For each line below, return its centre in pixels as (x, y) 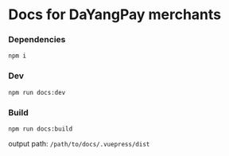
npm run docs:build (41, 129)
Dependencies (37, 40)
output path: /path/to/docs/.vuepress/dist (79, 144)
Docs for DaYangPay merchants (115, 15)
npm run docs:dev (37, 92)
